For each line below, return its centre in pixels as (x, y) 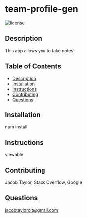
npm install (16, 127)
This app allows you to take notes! (40, 50)
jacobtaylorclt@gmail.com (32, 210)
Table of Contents (33, 66)
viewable (14, 155)
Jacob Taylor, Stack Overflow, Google (44, 182)
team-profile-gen (42, 9)
